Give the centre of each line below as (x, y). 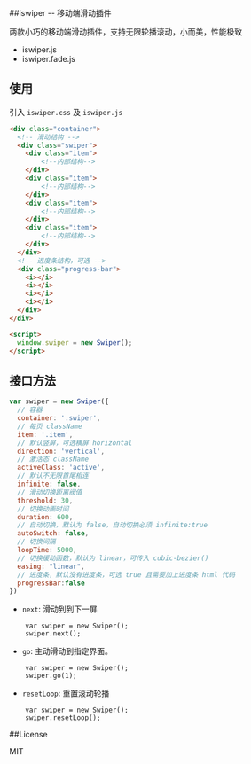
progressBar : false (51, 583)
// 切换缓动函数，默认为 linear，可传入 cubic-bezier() (113, 558)
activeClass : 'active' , (61, 468)
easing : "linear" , (51, 566)
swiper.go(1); (51, 676)
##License (29, 735)
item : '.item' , (45, 434)
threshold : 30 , (45, 500)
